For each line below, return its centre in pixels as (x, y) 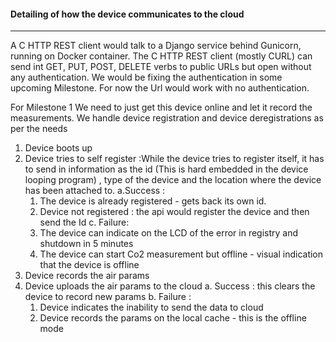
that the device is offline (89, 265)
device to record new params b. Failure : (108, 297)
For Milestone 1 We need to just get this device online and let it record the (161, 107)
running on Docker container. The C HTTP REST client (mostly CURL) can (161, 56)
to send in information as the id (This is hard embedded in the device (166, 169)
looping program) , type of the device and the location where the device (173, 180)
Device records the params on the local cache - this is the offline (173, 318)
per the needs (39, 129)
